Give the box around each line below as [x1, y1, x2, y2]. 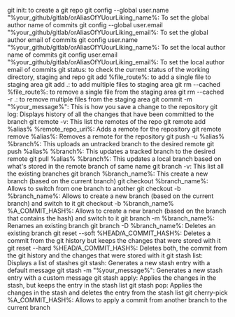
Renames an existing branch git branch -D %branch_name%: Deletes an [7, 222, 216, 230]
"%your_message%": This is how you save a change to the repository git [7, 103, 218, 111]
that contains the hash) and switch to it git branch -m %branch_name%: [7, 214, 215, 223]
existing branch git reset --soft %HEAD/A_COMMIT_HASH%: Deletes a [7, 229, 211, 237]
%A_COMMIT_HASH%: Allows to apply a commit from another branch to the [7, 296, 227, 304]
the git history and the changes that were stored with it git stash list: [7, 251, 203, 260]
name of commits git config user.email [7, 50, 117, 59]
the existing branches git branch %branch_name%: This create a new [7, 169, 208, 178]
